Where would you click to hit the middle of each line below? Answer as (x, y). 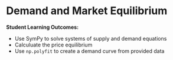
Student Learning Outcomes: (42, 27)
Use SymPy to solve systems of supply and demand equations (91, 38)
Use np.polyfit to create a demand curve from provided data (89, 51)
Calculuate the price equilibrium (53, 45)
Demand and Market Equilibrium (87, 11)
